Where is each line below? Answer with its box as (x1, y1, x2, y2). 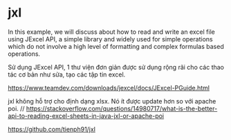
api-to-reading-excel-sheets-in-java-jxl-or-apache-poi (8, 112, 165, 120)
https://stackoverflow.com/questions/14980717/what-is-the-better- (26, 104, 218, 112)
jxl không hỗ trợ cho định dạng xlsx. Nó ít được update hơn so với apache (8, 97, 216, 105)
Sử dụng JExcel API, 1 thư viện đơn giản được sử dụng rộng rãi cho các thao (8, 63, 224, 71)
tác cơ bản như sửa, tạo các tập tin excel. (8, 70, 126, 79)
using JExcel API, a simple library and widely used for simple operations (8, 34, 213, 43)
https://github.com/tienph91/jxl (8, 125, 96, 133)
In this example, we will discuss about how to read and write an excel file (8, 28, 215, 36)
